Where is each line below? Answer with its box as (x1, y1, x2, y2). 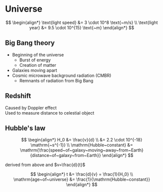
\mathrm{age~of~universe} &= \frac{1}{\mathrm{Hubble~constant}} (13, 176, 150, 182)
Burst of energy (19, 57, 51, 63)
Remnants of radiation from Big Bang (19, 77, 93, 83)
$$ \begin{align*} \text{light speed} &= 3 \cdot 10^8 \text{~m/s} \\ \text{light (5, 19, 158, 25)
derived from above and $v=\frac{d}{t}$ (5, 162, 86, 168)
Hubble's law (5, 124, 46, 132)
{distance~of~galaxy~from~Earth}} (30, 153, 101, 158)
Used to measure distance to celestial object (5, 110, 94, 115)
